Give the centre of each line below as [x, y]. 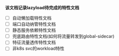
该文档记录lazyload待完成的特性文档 [42, 8]
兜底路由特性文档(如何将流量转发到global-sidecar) [63, 37]
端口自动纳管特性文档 [34, 24]
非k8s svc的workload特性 [38, 49]
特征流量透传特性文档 [34, 42]
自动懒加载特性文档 [32, 18]
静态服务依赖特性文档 [34, 30]
